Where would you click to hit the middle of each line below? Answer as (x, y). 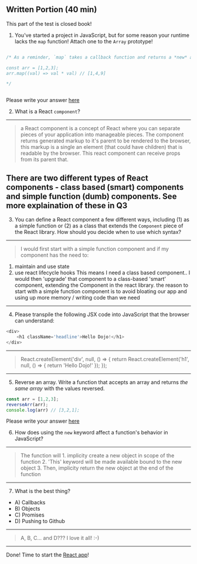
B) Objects (27, 509)
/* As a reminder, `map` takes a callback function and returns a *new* (97, 57)
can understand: (34, 321)
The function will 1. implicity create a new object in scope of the (97, 456)
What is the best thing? (42, 491)
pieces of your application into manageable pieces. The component (102, 135)
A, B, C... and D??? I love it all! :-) (60, 538)
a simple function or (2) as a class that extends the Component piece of (99, 226)
